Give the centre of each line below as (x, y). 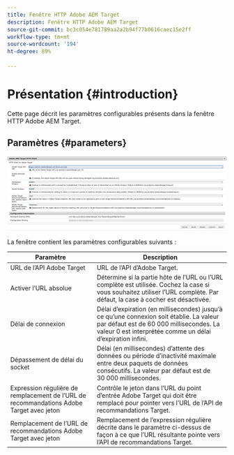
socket (20, 367)
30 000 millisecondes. (129, 378)
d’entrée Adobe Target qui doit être (147, 395)
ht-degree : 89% (29, 52)
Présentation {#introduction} (93, 95)
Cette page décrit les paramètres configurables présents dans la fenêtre (111, 113)
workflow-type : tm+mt (39, 37)
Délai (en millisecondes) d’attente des (150, 348)
